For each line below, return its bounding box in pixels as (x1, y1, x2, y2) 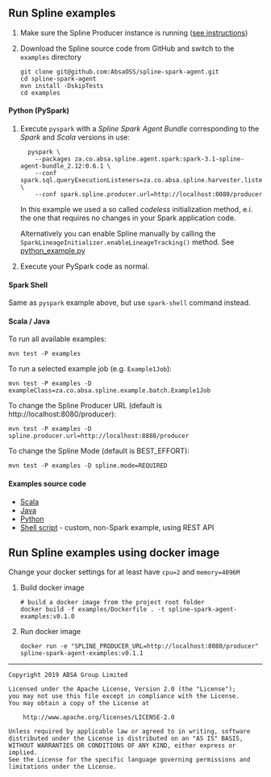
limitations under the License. (8, 762, 117, 771)
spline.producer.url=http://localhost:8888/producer (8, 432, 190, 441)
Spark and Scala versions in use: (19, 132, 131, 142)
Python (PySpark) (8, 106, 70, 115)
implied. (8, 749, 38, 757)
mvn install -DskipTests (19, 81, 104, 90)
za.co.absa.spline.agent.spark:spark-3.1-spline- (74, 155, 244, 164)
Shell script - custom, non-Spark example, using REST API (19, 522, 215, 532)
